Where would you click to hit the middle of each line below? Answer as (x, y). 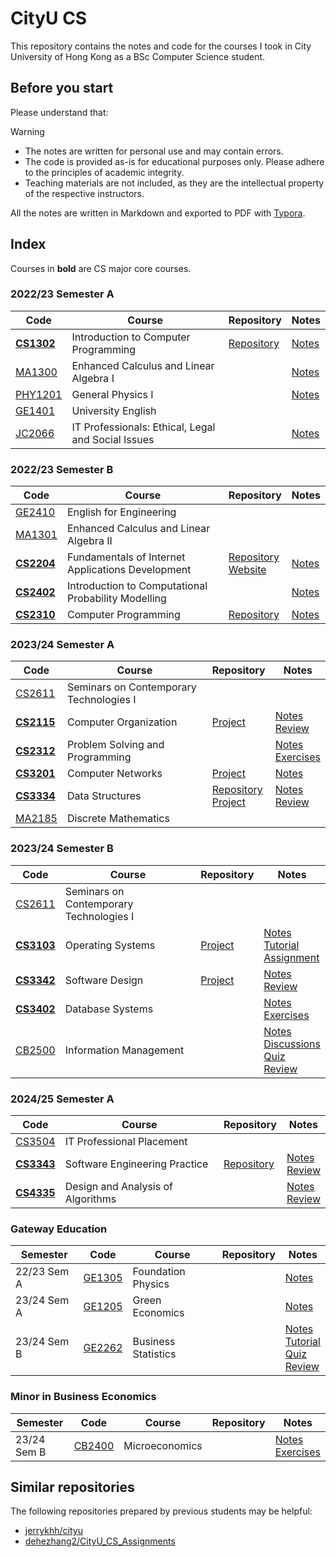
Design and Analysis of (118, 1187)
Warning (27, 131)
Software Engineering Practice (136, 1164)
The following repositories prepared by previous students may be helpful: (161, 1511)
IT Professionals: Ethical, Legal (143, 427)
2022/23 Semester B (62, 469)
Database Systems (109, 1009)
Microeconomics (163, 1445)
